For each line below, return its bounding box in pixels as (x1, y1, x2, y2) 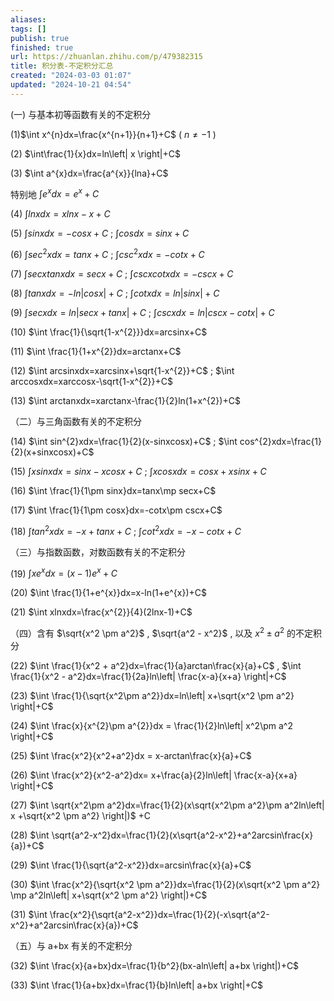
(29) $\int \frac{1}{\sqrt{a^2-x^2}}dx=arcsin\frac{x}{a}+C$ (10, 859, 252, 871)
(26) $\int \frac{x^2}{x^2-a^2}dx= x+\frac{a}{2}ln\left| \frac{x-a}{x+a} (10, 769, 298, 781)
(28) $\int (10, 829, 50, 841)
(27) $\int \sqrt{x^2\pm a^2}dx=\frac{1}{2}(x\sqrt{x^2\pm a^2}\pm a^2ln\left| (10, 799, 325, 811)
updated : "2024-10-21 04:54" (10, 80, 132, 90)
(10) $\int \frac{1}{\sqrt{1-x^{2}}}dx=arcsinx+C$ (10, 326, 208, 338)
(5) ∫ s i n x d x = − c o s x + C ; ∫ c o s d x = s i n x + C (10, 227, 190, 240)
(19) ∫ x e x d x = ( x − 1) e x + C (10, 566, 118, 580)
